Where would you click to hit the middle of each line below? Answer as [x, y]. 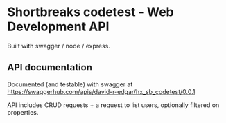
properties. [23, 112]
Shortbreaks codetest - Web [91, 12]
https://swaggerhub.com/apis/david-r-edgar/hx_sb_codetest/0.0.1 [101, 91]
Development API [58, 27]
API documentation [50, 67]
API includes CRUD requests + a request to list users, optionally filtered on [113, 105]
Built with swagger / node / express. [59, 46]
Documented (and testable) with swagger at [70, 84]
